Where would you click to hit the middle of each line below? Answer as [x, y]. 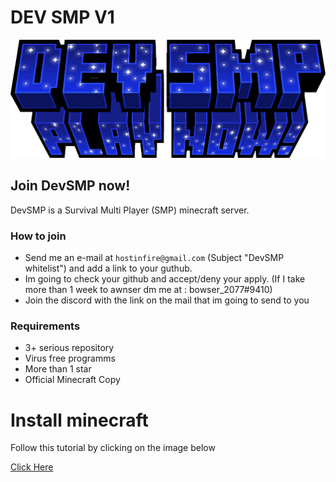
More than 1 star [58, 369]
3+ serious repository [69, 348]
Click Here [32, 467]
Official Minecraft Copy [72, 380]
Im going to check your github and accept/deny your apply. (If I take [165, 279]
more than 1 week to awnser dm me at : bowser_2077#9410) [148, 290]
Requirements [45, 326]
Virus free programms [70, 358]
